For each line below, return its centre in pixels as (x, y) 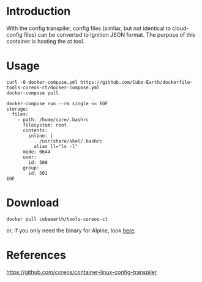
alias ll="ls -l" (56, 146)
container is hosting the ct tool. (45, 41)
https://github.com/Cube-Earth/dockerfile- (137, 82)
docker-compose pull (33, 93)
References (36, 255)
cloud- (181, 28)
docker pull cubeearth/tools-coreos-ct (57, 219)
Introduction (39, 11)
